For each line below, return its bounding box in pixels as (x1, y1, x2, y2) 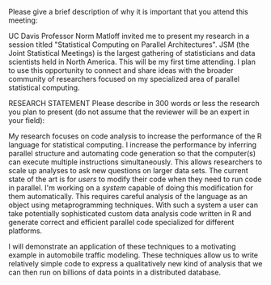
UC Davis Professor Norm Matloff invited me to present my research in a (8, 32, 250, 40)
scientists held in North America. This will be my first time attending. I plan (8, 57, 256, 66)
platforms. (8, 226, 43, 236)
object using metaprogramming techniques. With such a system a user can (8, 200, 259, 210)
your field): (8, 116, 45, 125)
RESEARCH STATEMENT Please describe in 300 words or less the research (8, 99, 260, 108)
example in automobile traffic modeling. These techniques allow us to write (8, 250, 259, 260)
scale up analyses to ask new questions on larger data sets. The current (8, 166, 248, 175)
